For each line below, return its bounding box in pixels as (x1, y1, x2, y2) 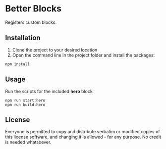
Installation (5, 34, 41, 42)
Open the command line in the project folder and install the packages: (12, 52, 155, 58)
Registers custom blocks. (5, 19, 57, 25)
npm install (5, 61, 30, 67)
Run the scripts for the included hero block (5, 88, 93, 94)
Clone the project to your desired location (12, 47, 98, 52)
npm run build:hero (5, 102, 46, 107)
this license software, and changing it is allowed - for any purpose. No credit (5, 134, 162, 140)
